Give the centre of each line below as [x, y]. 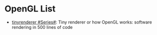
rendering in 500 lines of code [42, 27]
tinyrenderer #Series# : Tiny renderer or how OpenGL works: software [82, 22]
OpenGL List [30, 9]
